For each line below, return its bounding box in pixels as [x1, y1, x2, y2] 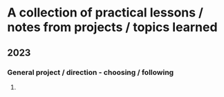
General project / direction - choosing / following [7, 67, 174, 77]
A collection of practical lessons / [7, 5, 204, 21]
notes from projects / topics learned [7, 19, 218, 35]
